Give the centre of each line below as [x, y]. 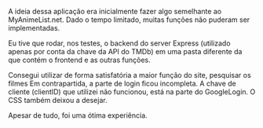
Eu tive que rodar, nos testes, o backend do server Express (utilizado [119, 43]
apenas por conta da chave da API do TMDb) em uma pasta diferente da [125, 51]
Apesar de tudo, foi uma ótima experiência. [78, 115]
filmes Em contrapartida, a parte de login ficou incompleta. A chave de [122, 83]
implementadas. [34, 28]
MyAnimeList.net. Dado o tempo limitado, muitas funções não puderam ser [129, 20]
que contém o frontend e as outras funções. [79, 60]
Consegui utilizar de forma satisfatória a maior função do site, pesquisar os [130, 75]
